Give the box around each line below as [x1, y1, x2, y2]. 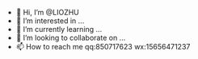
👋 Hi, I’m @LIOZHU [15, 8, 79, 17]
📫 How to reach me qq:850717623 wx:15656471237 [15, 42, 191, 51]
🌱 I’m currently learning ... [15, 25, 103, 33]
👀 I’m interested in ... [15, 16, 85, 26]
